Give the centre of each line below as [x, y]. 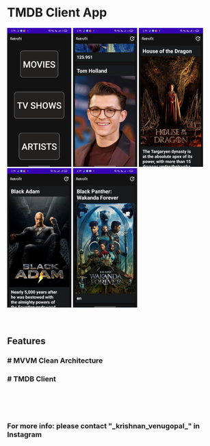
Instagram [25, 434]
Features [26, 341]
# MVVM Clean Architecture [55, 360]
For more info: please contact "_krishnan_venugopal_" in [104, 426]
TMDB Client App [57, 13]
